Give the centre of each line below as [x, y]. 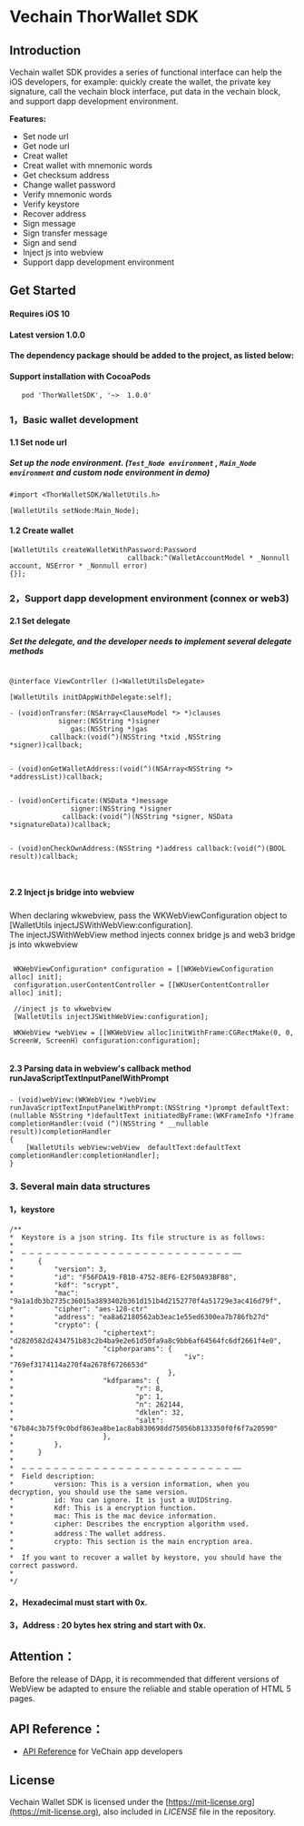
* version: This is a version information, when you [129, 1484]
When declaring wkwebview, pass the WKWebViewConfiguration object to [148, 915]
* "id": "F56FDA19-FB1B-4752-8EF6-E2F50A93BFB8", [123, 1277]
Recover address [54, 214]
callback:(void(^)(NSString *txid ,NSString [135, 737]
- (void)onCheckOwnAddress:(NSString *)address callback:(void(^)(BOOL [147, 848]
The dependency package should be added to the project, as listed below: [152, 356]
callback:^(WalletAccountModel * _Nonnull [208, 558]
